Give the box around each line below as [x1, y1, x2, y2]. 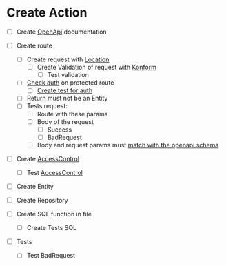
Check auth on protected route [26, 79, 114, 87]
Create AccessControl [16, 154, 80, 163]
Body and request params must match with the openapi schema [37, 141, 219, 149]
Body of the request [37, 117, 94, 125]
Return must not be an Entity [26, 94, 108, 103]
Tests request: [26, 102, 68, 110]
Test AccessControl [26, 168, 83, 176]
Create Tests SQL [26, 224, 77, 232]
